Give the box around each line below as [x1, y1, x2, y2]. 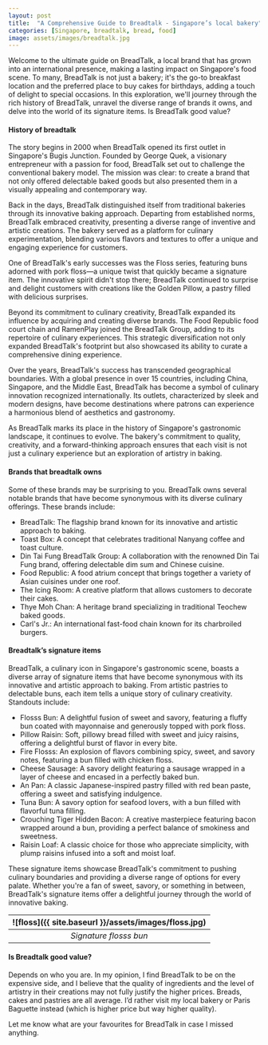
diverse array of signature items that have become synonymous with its [8, 672, 243, 681]
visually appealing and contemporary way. [8, 185, 148, 195]
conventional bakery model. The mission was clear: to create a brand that [8, 168, 250, 178]
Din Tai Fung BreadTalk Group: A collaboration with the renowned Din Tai [19, 551, 259, 561]
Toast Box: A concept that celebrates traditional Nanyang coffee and [19, 534, 246, 543]
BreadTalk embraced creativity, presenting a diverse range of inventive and [8, 217, 256, 227]
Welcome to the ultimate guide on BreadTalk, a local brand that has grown [8, 56, 251, 65]
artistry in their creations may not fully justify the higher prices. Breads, [8, 987, 242, 997]
